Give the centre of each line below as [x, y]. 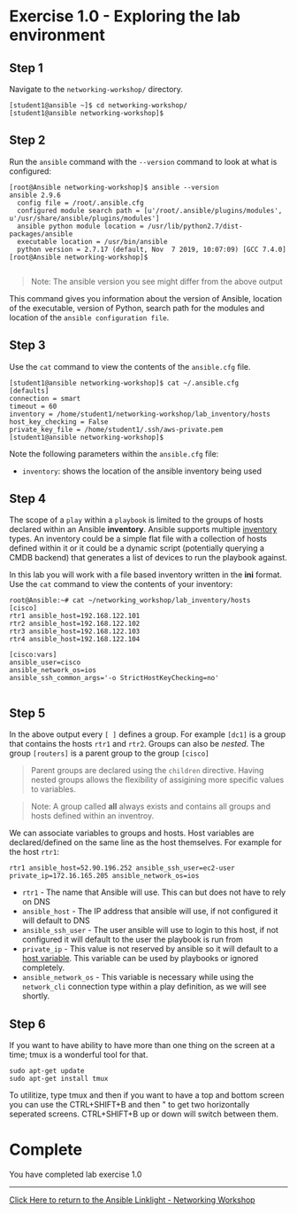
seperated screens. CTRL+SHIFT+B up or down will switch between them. [144, 1114]
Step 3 [27, 345]
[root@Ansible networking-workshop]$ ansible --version [114, 187]
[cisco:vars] [33, 655]
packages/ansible [41, 234]
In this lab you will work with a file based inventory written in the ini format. [146, 575]
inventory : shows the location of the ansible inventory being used [142, 471]
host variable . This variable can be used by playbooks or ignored [140, 959]
